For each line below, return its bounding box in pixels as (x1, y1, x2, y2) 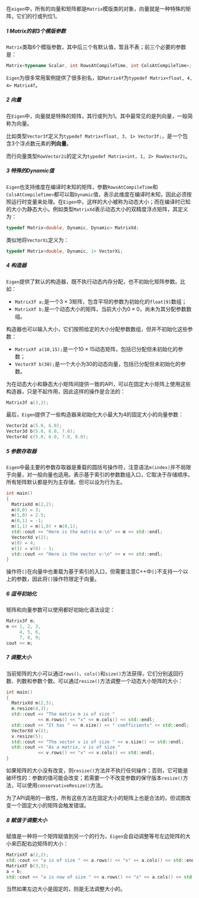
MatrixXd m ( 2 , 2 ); (11, 501, 54, 507)
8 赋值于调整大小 (6, 816, 47, 824)
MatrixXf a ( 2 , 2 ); (6, 852, 49, 858)
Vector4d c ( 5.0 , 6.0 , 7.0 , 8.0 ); (6, 434, 89, 440)
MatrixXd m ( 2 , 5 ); (11, 700, 54, 706)
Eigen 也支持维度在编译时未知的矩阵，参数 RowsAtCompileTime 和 (6, 183, 158, 190)
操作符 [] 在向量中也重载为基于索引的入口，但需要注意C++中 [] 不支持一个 (6, 568, 184, 575)
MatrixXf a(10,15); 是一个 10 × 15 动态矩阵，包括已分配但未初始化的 (14, 345, 178, 352)
